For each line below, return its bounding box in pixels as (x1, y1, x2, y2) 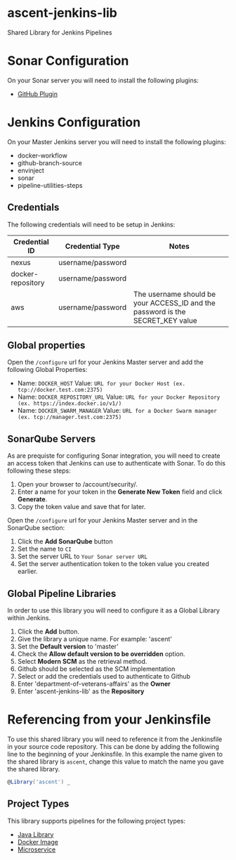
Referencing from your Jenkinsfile (7, 712, 211, 728)
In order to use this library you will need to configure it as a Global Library (7, 606, 220, 615)
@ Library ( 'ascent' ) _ (7, 778, 71, 785)
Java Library (17, 830, 54, 838)
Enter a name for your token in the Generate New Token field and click (17, 487, 223, 496)
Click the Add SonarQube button (17, 537, 114, 546)
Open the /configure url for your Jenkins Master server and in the (7, 516, 198, 525)
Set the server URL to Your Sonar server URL (17, 552, 147, 560)
